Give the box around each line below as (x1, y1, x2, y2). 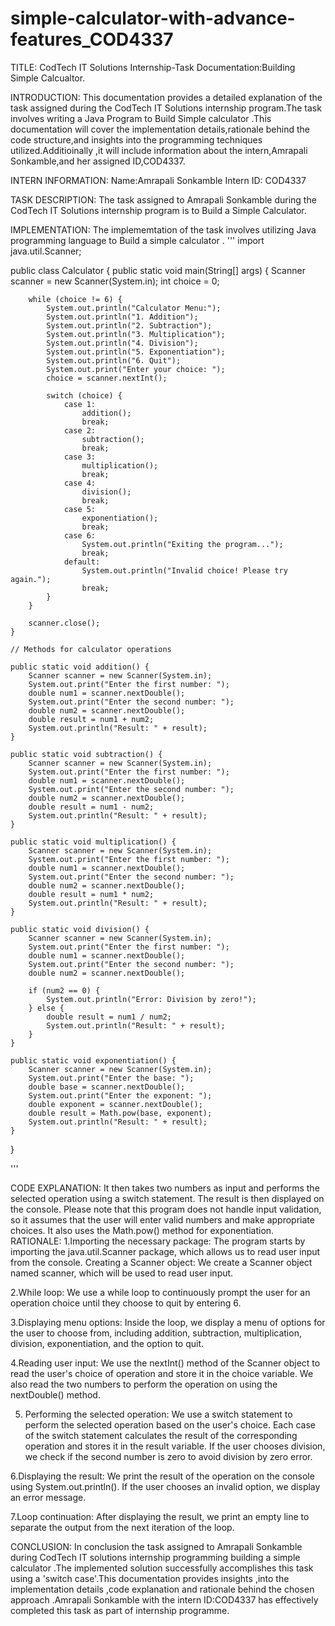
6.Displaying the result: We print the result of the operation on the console (10, 1470, 315, 1482)
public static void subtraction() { (10, 749, 163, 759)
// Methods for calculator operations (10, 644, 172, 654)
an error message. (10, 1491, 87, 1503)
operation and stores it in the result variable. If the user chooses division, (24, 1440, 326, 1452)
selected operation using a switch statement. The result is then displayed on (10, 1192, 325, 1204)
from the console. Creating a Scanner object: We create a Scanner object (10, 1256, 313, 1268)
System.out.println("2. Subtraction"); (46, 320, 213, 331)
